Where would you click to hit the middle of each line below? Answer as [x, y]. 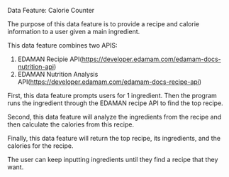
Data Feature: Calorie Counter [51, 10]
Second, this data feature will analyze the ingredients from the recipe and [114, 117]
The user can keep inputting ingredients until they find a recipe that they [113, 160]
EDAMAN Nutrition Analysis [58, 74]
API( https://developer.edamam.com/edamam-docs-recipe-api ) [110, 82]
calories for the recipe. [40, 146]
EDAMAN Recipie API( [50, 59]
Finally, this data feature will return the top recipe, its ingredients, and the [114, 138]
